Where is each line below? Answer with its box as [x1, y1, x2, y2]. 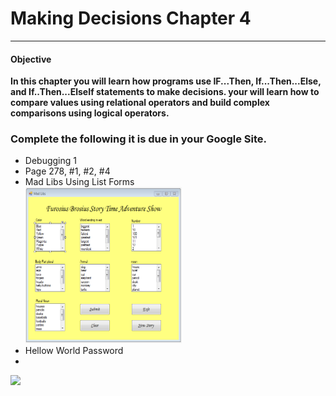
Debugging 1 [24, 155, 77, 167]
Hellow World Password [24, 345, 124, 357]
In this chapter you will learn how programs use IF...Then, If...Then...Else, [10, 75, 322, 87]
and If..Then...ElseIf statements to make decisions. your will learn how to [10, 86, 320, 98]
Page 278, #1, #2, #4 [24, 165, 111, 177]
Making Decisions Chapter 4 [10, 7, 252, 30]
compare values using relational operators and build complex [10, 97, 270, 109]
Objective [10, 53, 52, 65]
